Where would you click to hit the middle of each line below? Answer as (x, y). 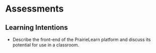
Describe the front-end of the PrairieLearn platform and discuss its (82, 39)
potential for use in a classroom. (46, 45)
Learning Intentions (36, 28)
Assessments (34, 9)
